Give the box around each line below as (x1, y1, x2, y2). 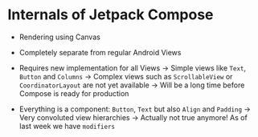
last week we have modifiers (18, 121, 116, 131)
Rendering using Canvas (18, 32, 101, 42)
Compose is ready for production (18, 88, 129, 98)
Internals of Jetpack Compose (7, 6, 214, 24)
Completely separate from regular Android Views (18, 47, 182, 57)
